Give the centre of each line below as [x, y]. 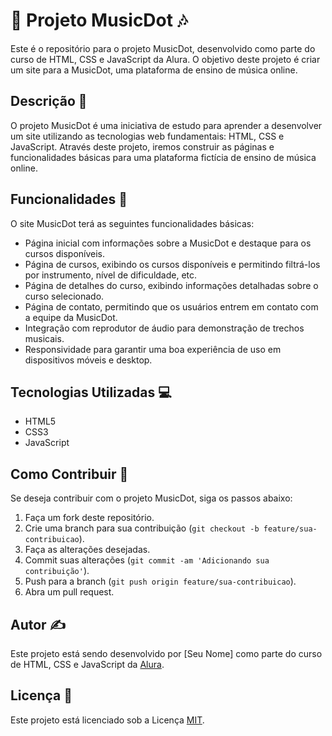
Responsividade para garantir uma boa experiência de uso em [153, 349]
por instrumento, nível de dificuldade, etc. [111, 275]
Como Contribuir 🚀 [69, 474]
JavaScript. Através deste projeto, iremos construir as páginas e [142, 146]
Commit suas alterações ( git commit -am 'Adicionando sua [147, 560]
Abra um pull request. [69, 592]
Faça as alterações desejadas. [87, 550]
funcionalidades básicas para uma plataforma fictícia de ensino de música [163, 157]
